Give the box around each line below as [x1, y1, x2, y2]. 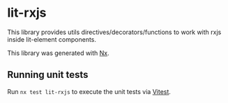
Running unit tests [7, 69, 89, 81]
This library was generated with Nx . [7, 49, 109, 57]
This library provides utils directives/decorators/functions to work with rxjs [7, 28, 222, 36]
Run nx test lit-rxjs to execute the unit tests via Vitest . [7, 87, 171, 95]
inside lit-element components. [7, 35, 96, 43]
